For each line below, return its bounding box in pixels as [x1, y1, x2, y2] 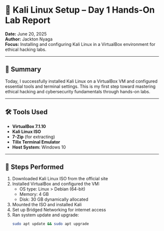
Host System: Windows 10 [12, 144, 66, 150]
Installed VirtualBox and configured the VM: [12, 181, 100, 187]
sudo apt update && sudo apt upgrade [12, 222, 89, 227]
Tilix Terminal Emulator [12, 139, 61, 145]
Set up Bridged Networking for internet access [12, 207, 106, 213]
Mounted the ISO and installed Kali [12, 202, 82, 208]
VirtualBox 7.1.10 [12, 123, 46, 129]
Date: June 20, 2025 [5, 31, 47, 37]
